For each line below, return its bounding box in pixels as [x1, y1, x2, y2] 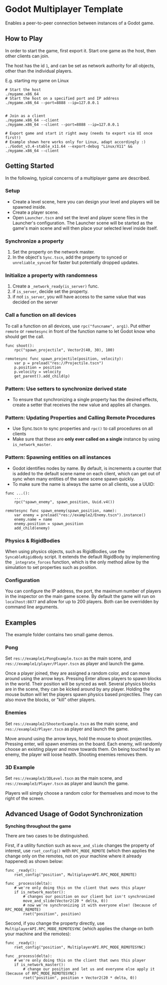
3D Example [5, 764, 35, 771]
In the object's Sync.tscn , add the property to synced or [12, 254, 128, 260]
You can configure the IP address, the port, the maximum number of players [5, 588, 162, 594]
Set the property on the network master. [12, 249, 95, 255]
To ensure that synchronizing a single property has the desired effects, [12, 397, 159, 403]
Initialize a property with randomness [5, 272, 98, 279]
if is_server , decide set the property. [12, 288, 89, 294]
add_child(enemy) [14, 526, 50, 531]
